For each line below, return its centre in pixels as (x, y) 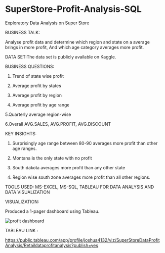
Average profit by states (37, 86)
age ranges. (24, 148)
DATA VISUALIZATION (28, 192)
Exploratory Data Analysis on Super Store (47, 23)
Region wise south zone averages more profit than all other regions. (81, 177)
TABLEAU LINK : (22, 230)
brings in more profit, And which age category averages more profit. (75, 47)
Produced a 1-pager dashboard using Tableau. (52, 211)
